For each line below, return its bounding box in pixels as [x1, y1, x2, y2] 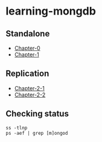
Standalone [5, 29, 50, 39]
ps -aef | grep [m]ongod [5, 130, 68, 136]
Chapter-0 [14, 44, 40, 52]
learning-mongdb [5, 4, 96, 18]
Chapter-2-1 [14, 84, 45, 92]
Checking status [5, 109, 69, 119]
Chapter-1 [14, 51, 40, 58]
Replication [5, 69, 49, 79]
